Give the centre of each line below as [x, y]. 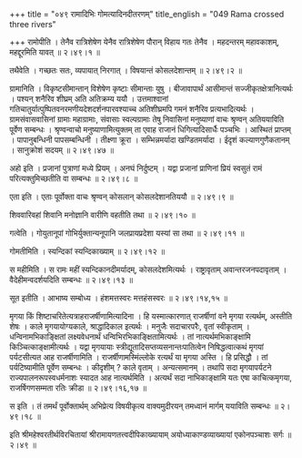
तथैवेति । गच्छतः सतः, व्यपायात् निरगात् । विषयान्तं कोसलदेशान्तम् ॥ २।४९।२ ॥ [126, 70]
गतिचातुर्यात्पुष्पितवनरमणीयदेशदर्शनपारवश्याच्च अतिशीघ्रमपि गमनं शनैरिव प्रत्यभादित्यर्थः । [132, 109]
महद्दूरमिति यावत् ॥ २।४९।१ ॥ [55, 52]
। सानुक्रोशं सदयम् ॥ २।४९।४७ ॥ [62, 150]
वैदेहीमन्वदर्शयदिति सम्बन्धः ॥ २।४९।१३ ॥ [71, 280]
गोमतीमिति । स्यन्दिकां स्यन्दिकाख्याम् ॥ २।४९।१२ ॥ [87, 251]
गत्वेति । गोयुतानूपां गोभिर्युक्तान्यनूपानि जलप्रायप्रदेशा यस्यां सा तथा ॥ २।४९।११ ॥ [127, 233]
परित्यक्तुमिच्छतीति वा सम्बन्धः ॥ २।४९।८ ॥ [74, 178]
